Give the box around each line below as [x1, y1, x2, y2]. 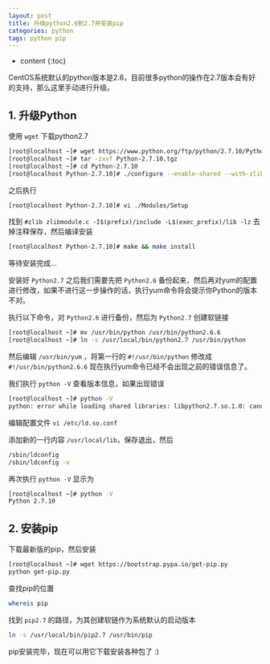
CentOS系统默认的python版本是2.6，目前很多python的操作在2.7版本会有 [8, 73, 249, 83]
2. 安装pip [8, 521, 59, 535]
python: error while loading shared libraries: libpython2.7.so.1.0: [8, 402, 247, 410]
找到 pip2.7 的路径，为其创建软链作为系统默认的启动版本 [8, 615, 196, 625]
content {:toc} [19, 56, 67, 66]
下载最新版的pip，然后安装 [8, 544, 96, 554]
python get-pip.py [8, 568, 70, 576]
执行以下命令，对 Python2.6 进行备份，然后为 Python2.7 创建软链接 [8, 312, 229, 322]
